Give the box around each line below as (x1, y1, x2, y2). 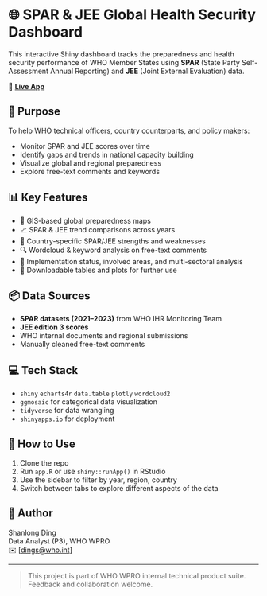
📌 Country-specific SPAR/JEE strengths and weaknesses (19, 236, 207, 246)
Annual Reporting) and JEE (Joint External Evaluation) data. (50, 66, 245, 76)
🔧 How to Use (8, 437, 75, 450)
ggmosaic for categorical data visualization (19, 397, 157, 407)
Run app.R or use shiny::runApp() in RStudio (19, 467, 166, 476)
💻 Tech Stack (8, 364, 79, 377)
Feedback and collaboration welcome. (27, 579, 153, 589)
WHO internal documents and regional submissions (19, 331, 188, 341)
